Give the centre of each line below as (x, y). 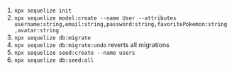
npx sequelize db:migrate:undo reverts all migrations (92, 45)
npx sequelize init (43, 11)
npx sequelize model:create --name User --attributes (95, 18)
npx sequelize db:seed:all (54, 60)
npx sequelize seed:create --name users (74, 53)
